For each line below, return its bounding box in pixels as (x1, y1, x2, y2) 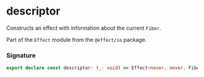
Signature (6, 51, 36, 59)
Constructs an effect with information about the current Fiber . (6, 24, 161, 32)
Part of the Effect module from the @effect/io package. (6, 36, 147, 43)
